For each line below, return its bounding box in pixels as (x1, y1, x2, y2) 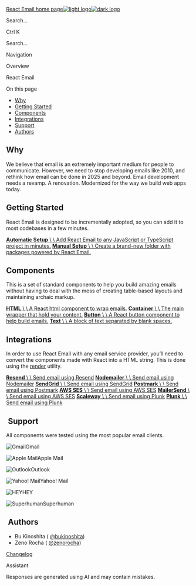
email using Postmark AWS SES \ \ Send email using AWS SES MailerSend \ (6, 387, 190, 394)
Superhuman (43, 500, 75, 507)
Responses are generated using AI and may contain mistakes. (6, 573, 156, 580)
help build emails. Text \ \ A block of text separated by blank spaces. (6, 318, 173, 325)
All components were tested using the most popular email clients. (6, 432, 164, 439)
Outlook (31, 466, 50, 473)
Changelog (6, 550, 33, 557)
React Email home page (6, 6, 63, 12)
